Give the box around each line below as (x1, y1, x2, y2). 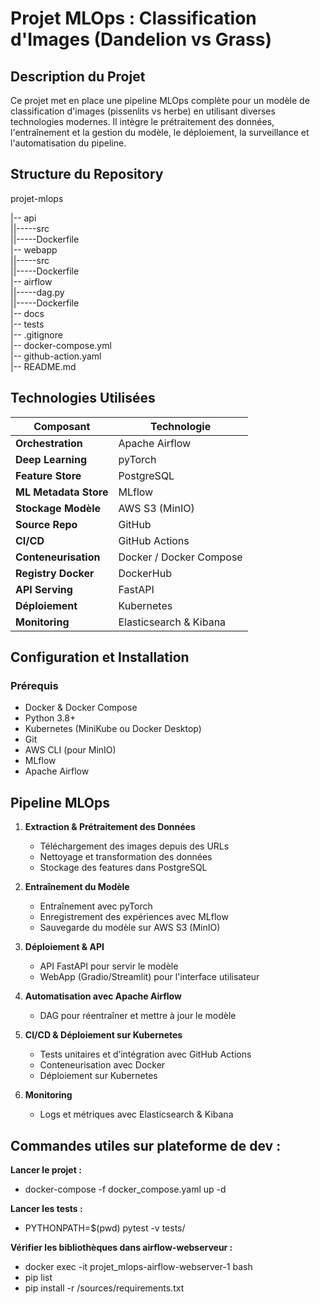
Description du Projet (10, 68, 146, 85)
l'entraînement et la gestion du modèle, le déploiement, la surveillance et (10, 127, 310, 138)
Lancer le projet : (10, 1163, 82, 1176)
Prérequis (10, 678, 59, 692)
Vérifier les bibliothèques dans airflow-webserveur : (10, 1241, 233, 1253)
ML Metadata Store (15, 485, 109, 499)
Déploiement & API (24, 941, 105, 953)
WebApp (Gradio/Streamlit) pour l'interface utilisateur (39, 971, 260, 983)
